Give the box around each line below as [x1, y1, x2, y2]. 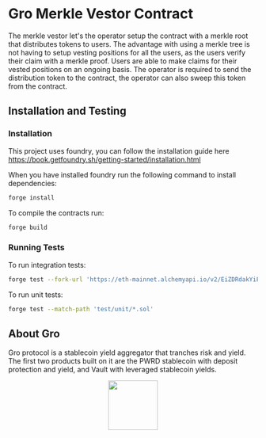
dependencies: [8, 178, 57, 188]
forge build [8, 223, 47, 231]
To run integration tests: [8, 260, 86, 269]
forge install [8, 193, 55, 202]
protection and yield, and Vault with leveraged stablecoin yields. [8, 365, 217, 375]
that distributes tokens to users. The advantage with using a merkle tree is [8, 39, 251, 48]
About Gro [8, 326, 61, 341]
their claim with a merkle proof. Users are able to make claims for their [8, 56, 237, 66]
